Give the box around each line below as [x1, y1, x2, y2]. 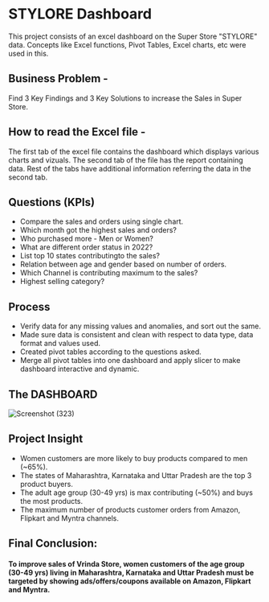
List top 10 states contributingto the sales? [19, 251, 161, 261]
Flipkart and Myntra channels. [19, 513, 119, 523]
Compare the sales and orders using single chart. [19, 216, 184, 226]
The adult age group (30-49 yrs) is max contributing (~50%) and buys [19, 488, 253, 497]
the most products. [19, 496, 84, 505]
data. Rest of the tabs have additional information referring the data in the [8, 163, 251, 173]
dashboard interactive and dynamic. [19, 364, 140, 374]
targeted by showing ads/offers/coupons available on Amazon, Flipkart [8, 576, 251, 586]
